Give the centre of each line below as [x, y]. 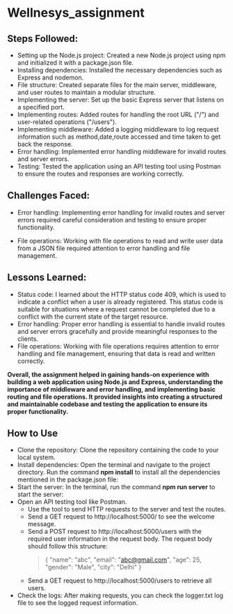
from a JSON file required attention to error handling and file [104, 248]
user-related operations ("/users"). [67, 122]
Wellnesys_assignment [76, 13]
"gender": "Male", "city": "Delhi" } [93, 567]
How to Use [33, 433]
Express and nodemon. [50, 77]
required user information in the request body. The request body [120, 539]
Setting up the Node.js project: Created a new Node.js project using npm [121, 55]
